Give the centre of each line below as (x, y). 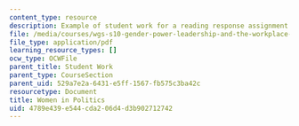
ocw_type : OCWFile (43, 59)
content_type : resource (53, 17)
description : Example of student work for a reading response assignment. (151, 26)
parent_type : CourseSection (61, 75)
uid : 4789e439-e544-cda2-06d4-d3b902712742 (91, 108)
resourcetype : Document (53, 91)
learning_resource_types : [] (63, 51)
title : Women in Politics (57, 100)
